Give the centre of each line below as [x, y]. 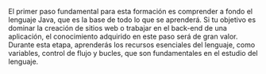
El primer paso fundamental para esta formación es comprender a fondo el [130, 11]
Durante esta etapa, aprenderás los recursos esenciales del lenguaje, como [132, 45]
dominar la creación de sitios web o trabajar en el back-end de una [118, 28]
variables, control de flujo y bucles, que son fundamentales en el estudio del [133, 53]
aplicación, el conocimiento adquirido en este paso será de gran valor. [123, 36]
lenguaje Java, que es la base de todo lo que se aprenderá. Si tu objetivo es [132, 20]
